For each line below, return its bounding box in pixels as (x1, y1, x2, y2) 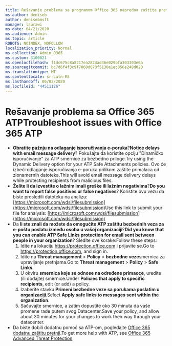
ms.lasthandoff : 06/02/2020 (5, 79, 66, 84)
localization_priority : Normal (5, 46, 72, 51)
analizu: (71, 193, 88, 200)
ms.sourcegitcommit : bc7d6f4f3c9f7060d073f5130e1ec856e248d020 (5, 65, 143, 70)
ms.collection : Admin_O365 (5, 50, 63, 55)
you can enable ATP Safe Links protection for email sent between (12, 232, 155, 238)
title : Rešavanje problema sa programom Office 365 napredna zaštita (5, 7, 157, 13)
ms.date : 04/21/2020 (5, 27, 50, 32)
